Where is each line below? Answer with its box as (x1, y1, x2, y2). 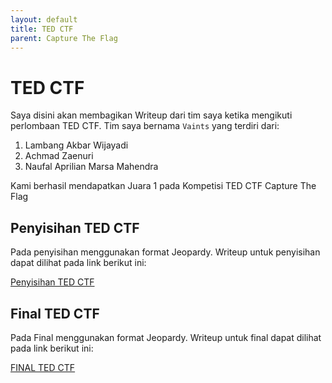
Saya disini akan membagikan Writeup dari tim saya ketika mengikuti (10, 109, 293, 121)
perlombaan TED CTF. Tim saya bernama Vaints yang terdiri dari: (10, 120, 280, 132)
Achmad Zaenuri (24, 150, 94, 162)
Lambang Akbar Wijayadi (24, 139, 129, 151)
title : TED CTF (10, 24, 74, 34)
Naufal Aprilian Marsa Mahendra (24, 161, 159, 173)
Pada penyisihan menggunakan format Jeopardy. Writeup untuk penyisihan (10, 246, 321, 258)
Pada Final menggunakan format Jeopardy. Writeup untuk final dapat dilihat (10, 331, 322, 343)
